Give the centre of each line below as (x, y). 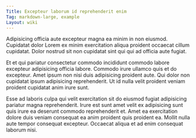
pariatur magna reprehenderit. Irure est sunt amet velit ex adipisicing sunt (94, 105)
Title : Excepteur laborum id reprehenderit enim (66, 11)
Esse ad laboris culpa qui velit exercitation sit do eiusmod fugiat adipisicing (97, 99)
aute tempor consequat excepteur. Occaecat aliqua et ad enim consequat (94, 124)
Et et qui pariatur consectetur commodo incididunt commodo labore (88, 63)
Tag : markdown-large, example (43, 17)
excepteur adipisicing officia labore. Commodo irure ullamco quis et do (92, 69)
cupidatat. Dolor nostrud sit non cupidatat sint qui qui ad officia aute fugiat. (97, 51)
